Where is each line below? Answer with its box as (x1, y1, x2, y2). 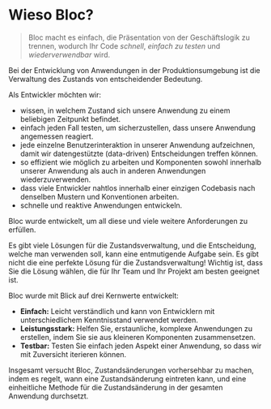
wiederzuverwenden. (19, 174, 91, 184)
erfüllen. (8, 225, 36, 235)
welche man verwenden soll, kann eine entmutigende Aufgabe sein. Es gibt (8, 249, 259, 259)
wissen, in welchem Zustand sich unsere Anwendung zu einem (19, 105, 231, 115)
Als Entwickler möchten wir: (8, 89, 102, 99)
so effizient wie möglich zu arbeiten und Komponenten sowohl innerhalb (19, 157, 261, 167)
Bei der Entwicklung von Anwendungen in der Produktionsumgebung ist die (8, 65, 260, 75)
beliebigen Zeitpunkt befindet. (19, 114, 121, 123)
